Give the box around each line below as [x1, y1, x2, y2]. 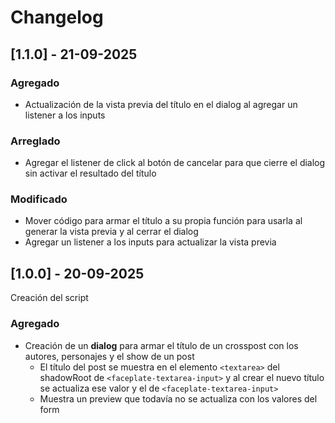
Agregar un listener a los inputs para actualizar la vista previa [24, 236, 277, 248]
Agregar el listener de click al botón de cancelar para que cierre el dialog [24, 157, 326, 169]
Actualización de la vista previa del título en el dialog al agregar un [24, 98, 298, 110]
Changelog [10, 6, 104, 29]
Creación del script [10, 292, 89, 304]
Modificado [10, 192, 68, 206]
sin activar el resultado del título [24, 167, 157, 180]
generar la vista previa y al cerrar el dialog [24, 226, 199, 238]
